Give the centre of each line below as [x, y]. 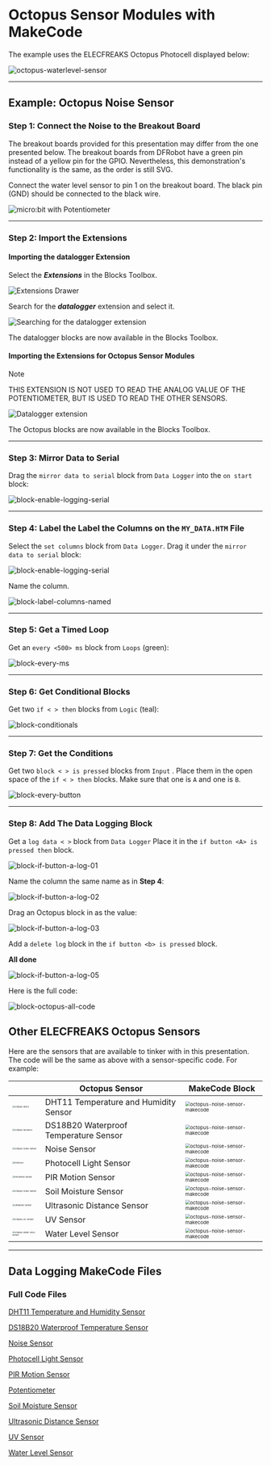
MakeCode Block [222, 1088]
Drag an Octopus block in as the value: [73, 912]
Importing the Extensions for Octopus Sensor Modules [102, 356]
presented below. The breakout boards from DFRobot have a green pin [126, 152]
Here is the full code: [43, 990]
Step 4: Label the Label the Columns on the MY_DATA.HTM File [126, 528]
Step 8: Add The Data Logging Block [81, 824]
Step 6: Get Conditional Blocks [69, 691]
